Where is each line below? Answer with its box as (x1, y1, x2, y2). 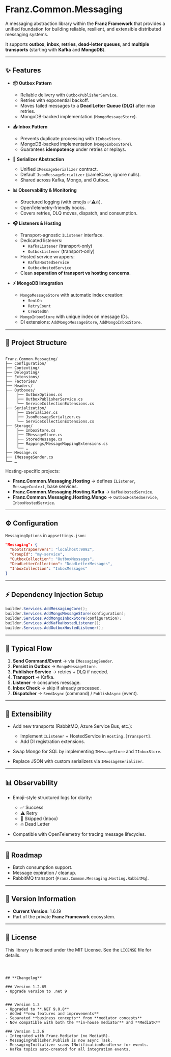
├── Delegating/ (5, 369, 40, 375)
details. (5, 952, 21, 958)
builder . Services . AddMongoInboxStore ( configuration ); (5, 616, 122, 621)
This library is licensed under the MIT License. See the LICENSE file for (5, 946, 152, 953)
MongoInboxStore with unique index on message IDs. (20, 313, 129, 320)
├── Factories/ (5, 379, 38, 384)
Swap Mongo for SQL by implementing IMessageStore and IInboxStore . (12, 748, 162, 755)
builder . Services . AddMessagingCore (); (5, 606, 88, 612)
